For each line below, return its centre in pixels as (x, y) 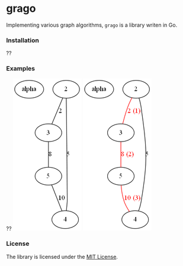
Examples (21, 69)
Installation (23, 40)
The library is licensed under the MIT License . (62, 257)
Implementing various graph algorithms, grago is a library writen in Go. (92, 25)
